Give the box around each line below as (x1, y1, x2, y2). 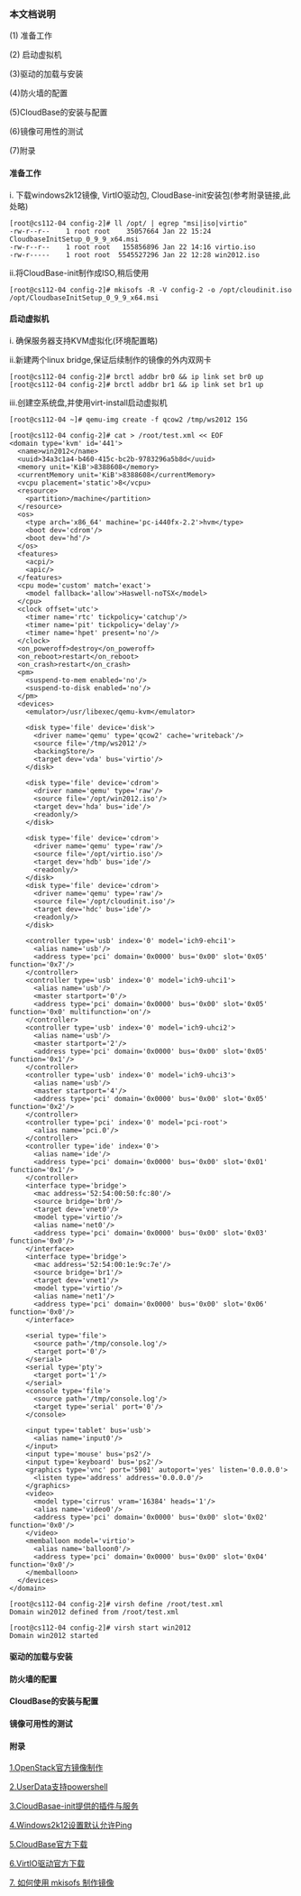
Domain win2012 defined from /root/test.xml (9, 1607, 179, 1616)
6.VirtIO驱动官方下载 (9, 1858, 86, 1869)
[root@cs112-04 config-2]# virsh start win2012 (9, 1623, 192, 1632)
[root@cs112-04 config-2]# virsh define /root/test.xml (9, 1599, 223, 1608)
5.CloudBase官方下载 (9, 1839, 88, 1850)
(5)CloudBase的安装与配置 (9, 106, 108, 118)
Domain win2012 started (9, 1631, 99, 1640)
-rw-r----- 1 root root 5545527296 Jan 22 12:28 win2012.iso (9, 250, 260, 259)
